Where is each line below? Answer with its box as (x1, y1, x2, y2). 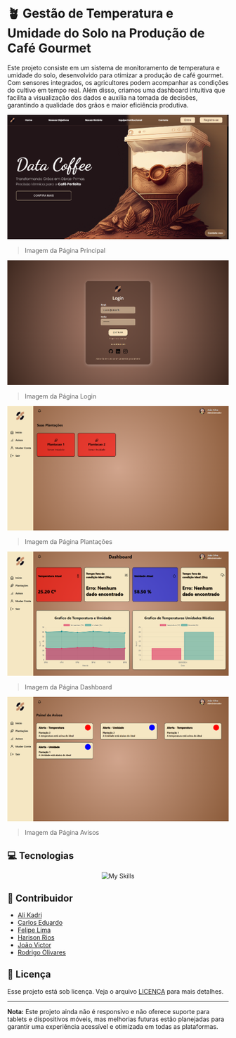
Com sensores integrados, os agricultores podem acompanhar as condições (7, 78, 229, 86)
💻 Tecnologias (7, 850, 74, 862)
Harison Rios (17, 933, 55, 942)
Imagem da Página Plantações (24, 537, 112, 545)
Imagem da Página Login (24, 391, 97, 401)
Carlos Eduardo (17, 918, 63, 926)
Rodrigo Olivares (17, 948, 67, 956)
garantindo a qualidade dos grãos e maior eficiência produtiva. (7, 100, 189, 109)
